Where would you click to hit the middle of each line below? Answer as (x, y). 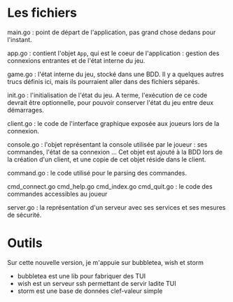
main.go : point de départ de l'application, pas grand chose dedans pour (112, 32)
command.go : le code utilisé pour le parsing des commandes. (97, 173)
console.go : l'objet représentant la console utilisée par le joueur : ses (107, 144)
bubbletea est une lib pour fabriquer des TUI (82, 276)
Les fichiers (42, 13)
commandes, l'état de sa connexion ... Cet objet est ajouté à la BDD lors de (115, 152)
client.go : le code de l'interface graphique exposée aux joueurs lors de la (113, 123)
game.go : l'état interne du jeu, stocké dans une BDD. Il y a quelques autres (115, 74)
